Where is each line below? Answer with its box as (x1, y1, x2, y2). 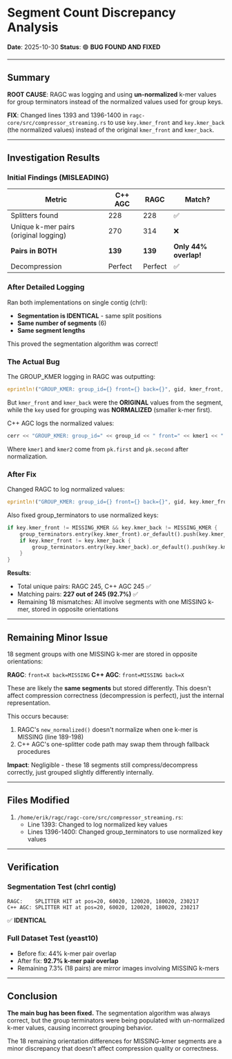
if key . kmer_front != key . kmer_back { (19, 537, 131, 544)
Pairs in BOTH (10, 246, 57, 256)
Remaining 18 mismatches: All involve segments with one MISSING (17, 598, 207, 606)
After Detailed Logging (7, 282, 85, 292)
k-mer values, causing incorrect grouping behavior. (7, 1023, 153, 1031)
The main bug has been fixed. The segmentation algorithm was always (7, 1009, 211, 1017)
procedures (17, 748, 50, 756)
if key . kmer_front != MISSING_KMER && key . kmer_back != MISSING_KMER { (7, 524, 217, 531)
